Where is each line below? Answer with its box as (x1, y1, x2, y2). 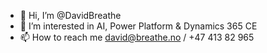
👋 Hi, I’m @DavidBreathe (19, 10, 122, 21)
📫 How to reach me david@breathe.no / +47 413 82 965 (19, 31, 255, 43)
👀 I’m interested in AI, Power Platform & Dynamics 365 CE (19, 20, 258, 32)
